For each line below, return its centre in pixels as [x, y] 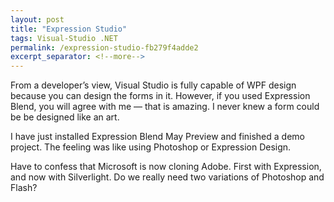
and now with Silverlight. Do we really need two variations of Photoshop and [167, 177]
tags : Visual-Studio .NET [64, 38]
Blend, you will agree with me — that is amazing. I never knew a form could [165, 107]
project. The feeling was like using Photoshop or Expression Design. [151, 147]
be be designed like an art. [65, 117]
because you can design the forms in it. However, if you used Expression [160, 96]
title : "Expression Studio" [69, 29]
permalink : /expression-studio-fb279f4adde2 [104, 47]
